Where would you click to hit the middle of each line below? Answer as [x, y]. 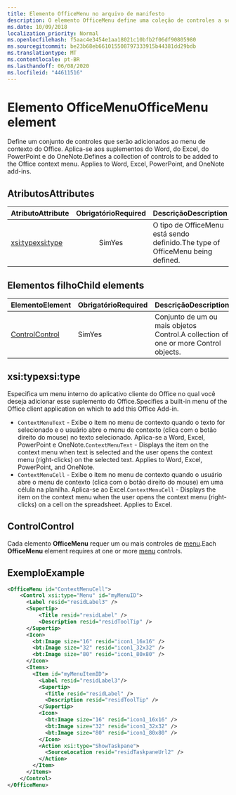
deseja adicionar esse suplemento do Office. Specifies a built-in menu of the [117, 401]
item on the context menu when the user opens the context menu [112, 497]
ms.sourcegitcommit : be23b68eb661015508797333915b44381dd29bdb [102, 46]
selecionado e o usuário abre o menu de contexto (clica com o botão [117, 430]
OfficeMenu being [183, 251]
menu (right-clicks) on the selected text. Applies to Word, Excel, [110, 459]
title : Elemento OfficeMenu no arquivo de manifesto [86, 14]
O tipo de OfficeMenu [188, 225]
